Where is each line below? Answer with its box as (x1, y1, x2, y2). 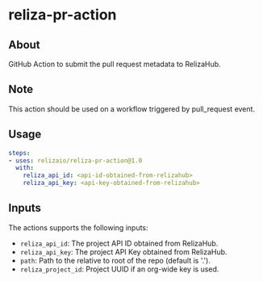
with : (15, 164, 35, 172)
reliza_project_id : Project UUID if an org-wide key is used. (19, 264, 219, 274)
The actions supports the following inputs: (8, 222, 148, 232)
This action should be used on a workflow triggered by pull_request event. (8, 103, 256, 114)
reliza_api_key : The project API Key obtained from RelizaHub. (19, 246, 228, 256)
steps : (8, 149, 31, 157)
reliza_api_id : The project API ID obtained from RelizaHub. (19, 238, 219, 248)
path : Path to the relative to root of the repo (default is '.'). (19, 255, 211, 265)
